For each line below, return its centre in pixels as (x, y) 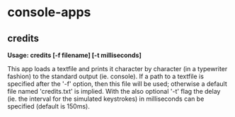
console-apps (49, 12)
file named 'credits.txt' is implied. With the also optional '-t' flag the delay (114, 91)
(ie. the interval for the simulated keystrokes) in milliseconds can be (106, 99)
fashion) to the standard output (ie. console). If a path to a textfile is (105, 76)
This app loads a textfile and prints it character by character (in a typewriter (117, 69)
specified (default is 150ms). (48, 106)
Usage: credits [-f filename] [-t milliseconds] (74, 55)
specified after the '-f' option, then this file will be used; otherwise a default (117, 84)
